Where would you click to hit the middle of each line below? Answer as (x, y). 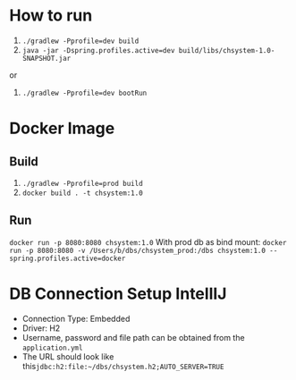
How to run (51, 16)
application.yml (52, 348)
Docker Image (62, 128)
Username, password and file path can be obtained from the (133, 337)
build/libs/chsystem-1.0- (227, 50)
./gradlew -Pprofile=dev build (80, 41)
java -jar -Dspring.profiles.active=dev (98, 50)
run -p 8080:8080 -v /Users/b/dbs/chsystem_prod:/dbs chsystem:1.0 (138, 250)
